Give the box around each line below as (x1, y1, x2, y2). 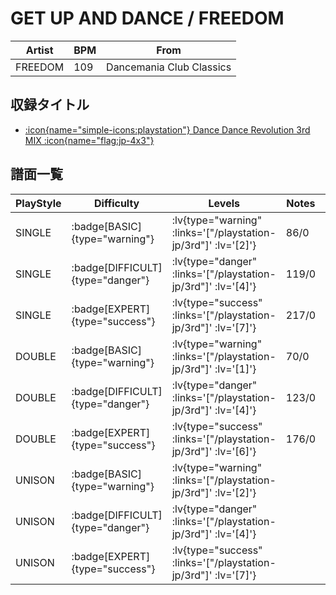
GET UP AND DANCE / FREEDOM (10, 7, 285, 30)
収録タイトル (10, 97, 90, 114)
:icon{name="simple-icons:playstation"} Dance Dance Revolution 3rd (24, 123, 311, 136)
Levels (208, 196, 240, 210)
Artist (25, 43, 54, 57)
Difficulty (94, 196, 140, 210)
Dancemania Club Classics (106, 60, 232, 74)
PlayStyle (15, 196, 62, 210)
